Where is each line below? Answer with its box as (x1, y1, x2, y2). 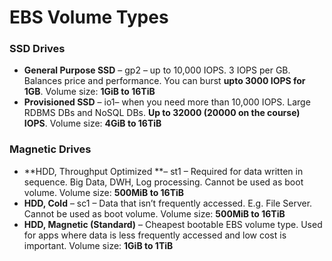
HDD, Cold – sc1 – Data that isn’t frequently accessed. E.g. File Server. (23, 197, 313, 209)
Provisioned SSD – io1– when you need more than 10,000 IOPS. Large (23, 96, 311, 108)
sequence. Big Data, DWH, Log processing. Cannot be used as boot (23, 176, 304, 188)
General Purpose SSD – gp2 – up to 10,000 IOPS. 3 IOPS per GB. (23, 64, 291, 76)
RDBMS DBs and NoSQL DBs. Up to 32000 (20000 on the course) (23, 107, 301, 119)
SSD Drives (9, 42, 66, 56)
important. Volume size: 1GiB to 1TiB (23, 239, 174, 251)
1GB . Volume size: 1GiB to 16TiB (23, 86, 156, 98)
